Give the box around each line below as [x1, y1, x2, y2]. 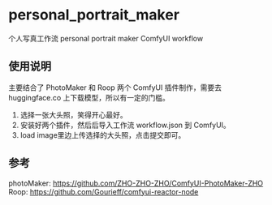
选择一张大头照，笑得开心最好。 [19, 109, 127, 119]
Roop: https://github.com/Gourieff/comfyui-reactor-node [8, 186, 199, 196]
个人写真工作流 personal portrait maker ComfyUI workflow [8, 33, 204, 43]
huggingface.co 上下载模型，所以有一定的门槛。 [8, 92, 171, 102]
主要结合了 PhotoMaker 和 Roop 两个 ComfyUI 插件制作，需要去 [8, 83, 222, 92]
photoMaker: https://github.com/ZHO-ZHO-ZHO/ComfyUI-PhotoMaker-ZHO [8, 178, 264, 188]
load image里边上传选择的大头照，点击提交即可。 [19, 130, 186, 139]
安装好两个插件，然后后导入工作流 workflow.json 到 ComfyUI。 [19, 120, 231, 130]
